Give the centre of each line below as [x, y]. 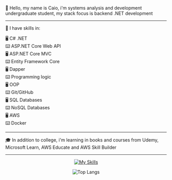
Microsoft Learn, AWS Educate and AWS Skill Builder [61, 147]
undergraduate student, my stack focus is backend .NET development [79, 13]
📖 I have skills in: [23, 28]
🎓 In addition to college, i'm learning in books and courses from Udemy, [82, 140]
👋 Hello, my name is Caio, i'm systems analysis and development [74, 8]
